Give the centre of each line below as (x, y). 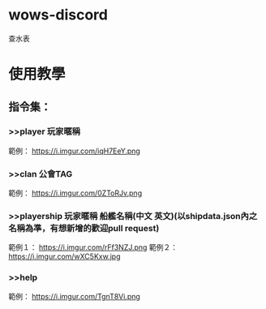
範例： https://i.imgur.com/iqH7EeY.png (74, 151)
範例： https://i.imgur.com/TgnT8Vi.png (74, 296)
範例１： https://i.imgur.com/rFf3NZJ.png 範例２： (93, 247)
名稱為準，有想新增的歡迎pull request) (84, 229)
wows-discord (58, 15)
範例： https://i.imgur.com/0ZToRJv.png (75, 193)
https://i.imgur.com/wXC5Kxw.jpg (64, 256)
